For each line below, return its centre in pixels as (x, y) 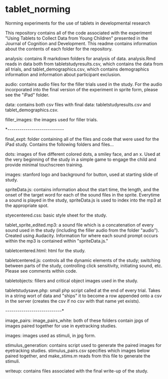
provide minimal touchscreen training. (44, 164)
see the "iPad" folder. (27, 95)
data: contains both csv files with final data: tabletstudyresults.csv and (78, 104)
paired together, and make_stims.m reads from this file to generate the (78, 356)
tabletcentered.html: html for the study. (46, 250)
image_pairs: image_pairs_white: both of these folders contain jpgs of (77, 320)
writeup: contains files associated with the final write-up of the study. (77, 371)
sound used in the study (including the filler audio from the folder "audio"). (82, 230)
